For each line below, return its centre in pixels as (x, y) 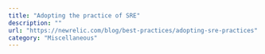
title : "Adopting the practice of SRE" (74, 15)
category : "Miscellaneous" (53, 38)
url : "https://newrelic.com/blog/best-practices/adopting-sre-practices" (133, 30)
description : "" (35, 23)
